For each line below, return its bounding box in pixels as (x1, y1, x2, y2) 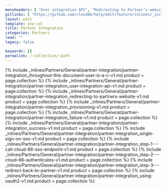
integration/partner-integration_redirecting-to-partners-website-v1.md (5, 93, 149, 99)
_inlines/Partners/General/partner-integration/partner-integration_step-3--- (5, 162, 160, 168)
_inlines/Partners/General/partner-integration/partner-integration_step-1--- (5, 141, 159, 147)
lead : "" (5, 35, 23, 40)
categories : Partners (5, 30, 50, 35)
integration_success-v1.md (5, 125, 61, 131)
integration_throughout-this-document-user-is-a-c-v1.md (5, 72, 123, 78)
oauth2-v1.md (5, 178, 34, 184)
